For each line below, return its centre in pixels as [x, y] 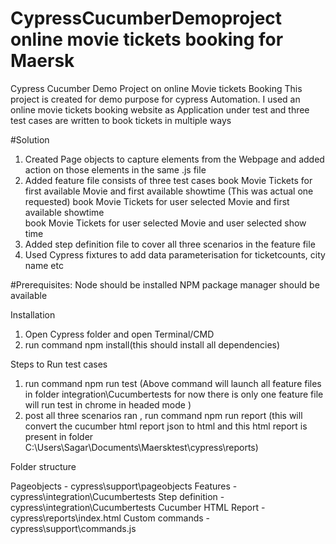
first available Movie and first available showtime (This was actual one [169, 191]
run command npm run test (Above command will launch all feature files [173, 383]
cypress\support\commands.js [73, 528]
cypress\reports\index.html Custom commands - [110, 518]
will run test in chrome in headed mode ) [108, 404]
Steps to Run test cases [59, 364]
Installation [33, 314]
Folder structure [43, 466]
